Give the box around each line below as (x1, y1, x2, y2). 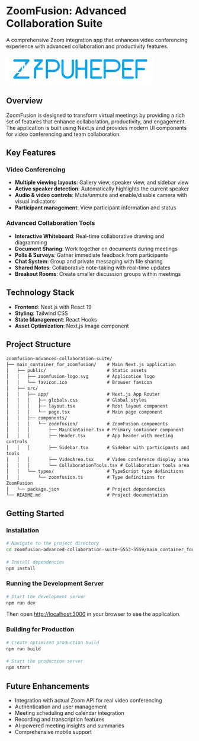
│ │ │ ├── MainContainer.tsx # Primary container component (6, 427, 184, 433)
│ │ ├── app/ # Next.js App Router (6, 392, 161, 397)
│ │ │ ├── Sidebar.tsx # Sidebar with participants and (6, 445, 190, 451)
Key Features (6, 148, 56, 158)
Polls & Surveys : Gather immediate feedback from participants (14, 251, 168, 259)
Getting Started (6, 508, 65, 519)
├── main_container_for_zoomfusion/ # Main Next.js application (6, 362, 176, 368)
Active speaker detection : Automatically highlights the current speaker (14, 185, 190, 192)
